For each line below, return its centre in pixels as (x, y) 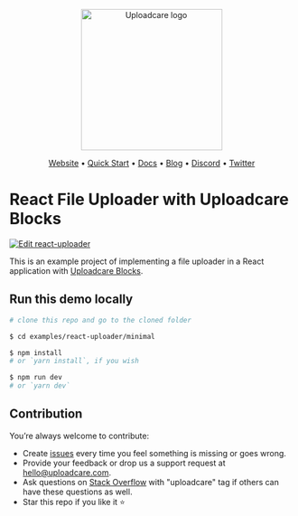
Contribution (46, 414)
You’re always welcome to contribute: (79, 436)
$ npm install (36, 352)
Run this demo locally (71, 300)
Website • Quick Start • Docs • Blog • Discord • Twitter (152, 163)
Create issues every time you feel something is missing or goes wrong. (154, 453)
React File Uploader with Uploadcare (149, 200)
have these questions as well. (77, 492)
